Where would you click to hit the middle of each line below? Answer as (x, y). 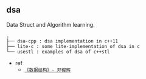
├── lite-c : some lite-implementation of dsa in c (73, 46)
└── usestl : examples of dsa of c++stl (58, 52)
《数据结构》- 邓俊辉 (47, 70)
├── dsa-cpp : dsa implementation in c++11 (62, 41)
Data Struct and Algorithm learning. (51, 24)
